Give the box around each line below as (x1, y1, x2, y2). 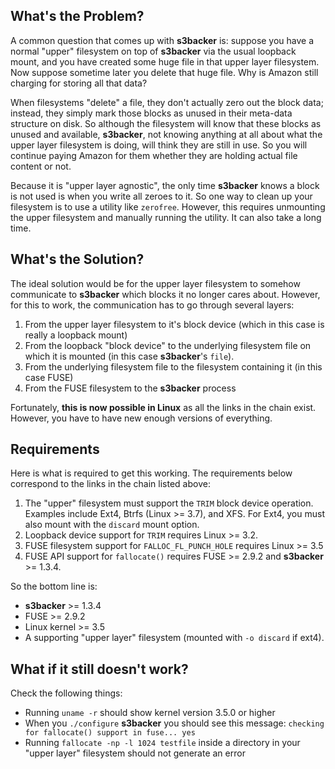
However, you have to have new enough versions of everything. (10, 412, 273, 424)
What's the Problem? (10, 8, 145, 25)
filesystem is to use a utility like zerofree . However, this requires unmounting (10, 200, 326, 213)
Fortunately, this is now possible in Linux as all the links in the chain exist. (10, 401, 317, 413)
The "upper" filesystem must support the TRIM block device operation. (24, 497, 314, 509)
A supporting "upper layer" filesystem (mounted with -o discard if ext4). (24, 632, 325, 644)
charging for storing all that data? (10, 77, 148, 89)
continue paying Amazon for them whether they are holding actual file (10, 149, 298, 161)
